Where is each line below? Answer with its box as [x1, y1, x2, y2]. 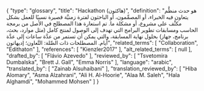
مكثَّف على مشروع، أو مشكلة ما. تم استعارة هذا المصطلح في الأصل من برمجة [6, 20, 182, 27]
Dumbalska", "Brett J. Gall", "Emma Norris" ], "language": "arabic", [6, 59, 173, 66]
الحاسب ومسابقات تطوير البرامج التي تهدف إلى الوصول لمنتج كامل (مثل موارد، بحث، [6, 26, 198, 33]
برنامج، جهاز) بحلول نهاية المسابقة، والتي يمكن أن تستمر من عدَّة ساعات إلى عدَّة [6, 33, 189, 40]
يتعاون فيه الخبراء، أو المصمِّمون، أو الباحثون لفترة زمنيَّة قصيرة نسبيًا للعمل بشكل [6, 13, 189, 21]
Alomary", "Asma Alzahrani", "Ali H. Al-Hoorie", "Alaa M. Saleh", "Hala [6, 72, 180, 78]
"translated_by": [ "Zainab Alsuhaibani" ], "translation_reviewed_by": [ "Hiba [6, 65, 197, 72]
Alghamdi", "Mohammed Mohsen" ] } [6, 78, 99, 85]
